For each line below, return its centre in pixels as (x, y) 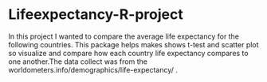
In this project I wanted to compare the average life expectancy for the (124, 36)
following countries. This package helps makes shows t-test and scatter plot (133, 44)
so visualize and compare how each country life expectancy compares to (128, 53)
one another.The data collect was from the (78, 61)
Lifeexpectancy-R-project (96, 15)
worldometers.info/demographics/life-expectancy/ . (93, 69)
